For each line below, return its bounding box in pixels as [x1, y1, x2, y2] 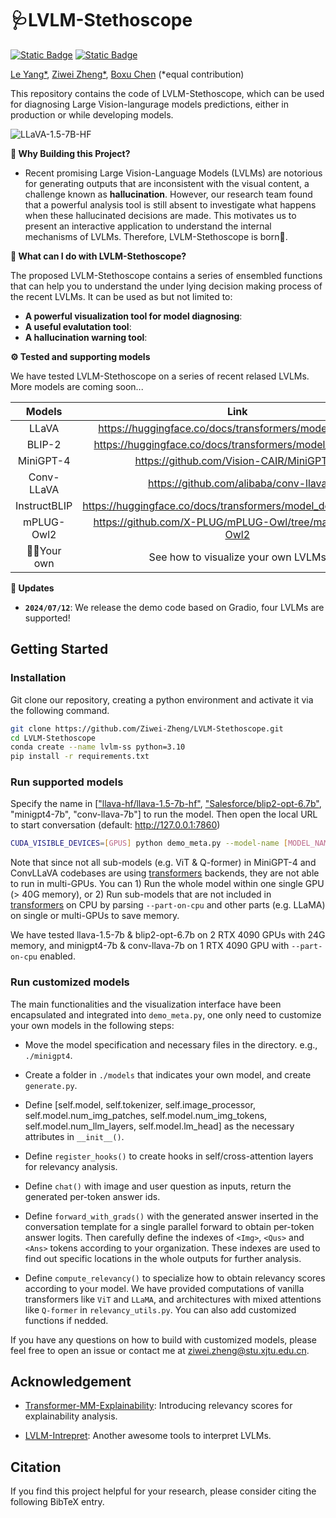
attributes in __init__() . [24, 1130, 125, 1142]
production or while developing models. [10, 108, 174, 121]
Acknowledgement [10, 1373, 132, 1390]
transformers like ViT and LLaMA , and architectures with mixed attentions [24, 1293, 322, 1305]
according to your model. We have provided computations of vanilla [24, 1282, 305, 1294]
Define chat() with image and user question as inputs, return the [24, 1180, 292, 1192]
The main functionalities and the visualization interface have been [10, 998, 282, 1010]
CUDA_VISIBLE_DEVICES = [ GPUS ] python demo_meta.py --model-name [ [10, 838, 288, 849]
